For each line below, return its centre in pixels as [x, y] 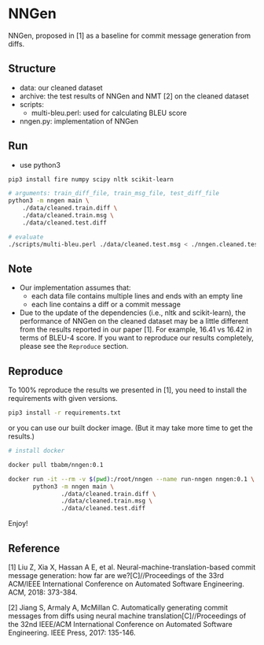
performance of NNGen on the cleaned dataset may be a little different [134, 321]
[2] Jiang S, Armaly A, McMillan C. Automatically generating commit [118, 608]
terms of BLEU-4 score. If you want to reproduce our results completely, [136, 338]
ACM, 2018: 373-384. [43, 592]
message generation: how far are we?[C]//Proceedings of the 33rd [116, 575]
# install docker [37, 451]
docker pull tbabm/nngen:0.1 [56, 465]
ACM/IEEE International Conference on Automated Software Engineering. [126, 584]
